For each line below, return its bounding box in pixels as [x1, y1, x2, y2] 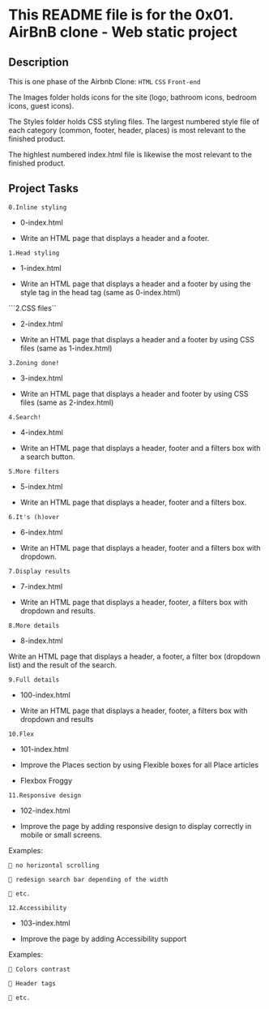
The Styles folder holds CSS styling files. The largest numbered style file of [8, 117, 259, 127]
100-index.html [19, 689, 70, 699]
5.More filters [8, 467, 60, 475]
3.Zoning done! [8, 359, 60, 367]
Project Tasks [8, 182, 79, 195]
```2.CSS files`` [8, 303, 57, 313]
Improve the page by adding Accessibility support [19, 934, 187, 943]
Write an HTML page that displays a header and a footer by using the [19, 278, 251, 289]
